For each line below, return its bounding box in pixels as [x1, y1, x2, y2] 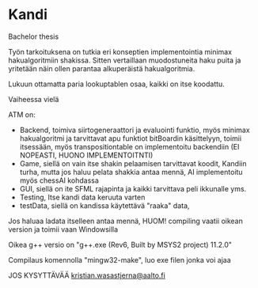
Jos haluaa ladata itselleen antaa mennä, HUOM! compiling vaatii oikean [8, 216, 243, 225]
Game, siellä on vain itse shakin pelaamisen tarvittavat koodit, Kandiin [19, 158, 247, 168]
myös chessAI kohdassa [19, 176, 99, 185]
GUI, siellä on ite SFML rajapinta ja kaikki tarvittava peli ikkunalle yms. [19, 184, 247, 193]
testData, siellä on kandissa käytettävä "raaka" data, [19, 200, 190, 210]
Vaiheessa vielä [8, 94, 59, 104]
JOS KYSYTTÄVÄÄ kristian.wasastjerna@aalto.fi [8, 271, 166, 280]
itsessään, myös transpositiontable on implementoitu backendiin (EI [19, 142, 240, 151]
